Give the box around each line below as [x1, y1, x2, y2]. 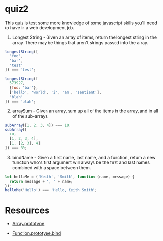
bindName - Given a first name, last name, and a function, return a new [12, 154, 156, 160]
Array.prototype [12, 221, 45, 227]
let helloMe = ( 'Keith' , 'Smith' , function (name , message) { [5, 174, 135, 179]
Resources [5, 205, 50, 215]
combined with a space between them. [12, 164, 91, 170]
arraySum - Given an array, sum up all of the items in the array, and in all [12, 108, 158, 114]
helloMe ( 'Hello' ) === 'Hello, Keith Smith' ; [5, 188, 97, 193]
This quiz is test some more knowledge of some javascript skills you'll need [5, 20, 158, 26]
